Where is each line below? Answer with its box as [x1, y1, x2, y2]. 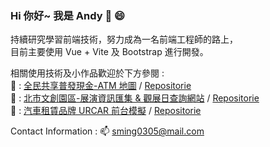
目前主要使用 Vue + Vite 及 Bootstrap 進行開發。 [10, 46, 209, 58]
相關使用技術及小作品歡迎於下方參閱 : [10, 67, 165, 79]
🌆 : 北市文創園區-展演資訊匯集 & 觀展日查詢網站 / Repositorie [10, 92, 260, 104]
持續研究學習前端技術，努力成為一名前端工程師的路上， [10, 33, 238, 46]
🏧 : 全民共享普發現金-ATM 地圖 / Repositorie [10, 80, 192, 92]
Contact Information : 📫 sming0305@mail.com [10, 125, 205, 137]
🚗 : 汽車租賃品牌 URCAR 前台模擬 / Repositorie [10, 105, 202, 117]
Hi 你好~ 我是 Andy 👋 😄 [10, 8, 126, 22]
